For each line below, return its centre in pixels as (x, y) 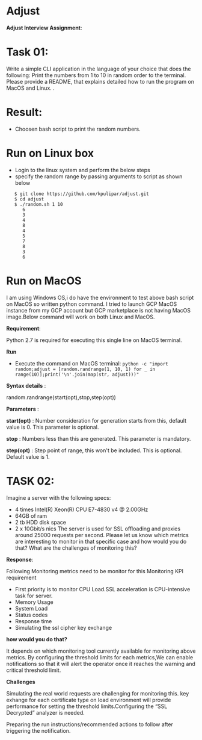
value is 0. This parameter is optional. (53, 427)
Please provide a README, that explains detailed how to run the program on (100, 81)
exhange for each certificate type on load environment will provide (89, 700)
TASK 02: (30, 481)
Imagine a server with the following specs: (59, 497)
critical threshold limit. (34, 670)
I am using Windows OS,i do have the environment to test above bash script (100, 297)
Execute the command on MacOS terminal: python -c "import (91, 363)
